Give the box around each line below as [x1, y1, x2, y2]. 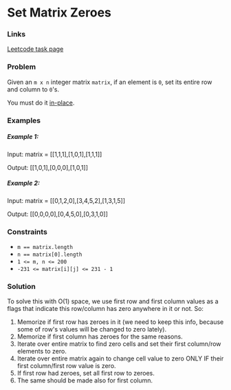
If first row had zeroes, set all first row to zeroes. [16, 369, 155, 378]
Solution [7, 281, 36, 291]
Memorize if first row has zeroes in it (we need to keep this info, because [16, 318, 224, 326]
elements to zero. [16, 347, 67, 356]
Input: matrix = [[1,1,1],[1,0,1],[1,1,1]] [7, 150, 102, 158]
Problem [7, 62, 36, 72]
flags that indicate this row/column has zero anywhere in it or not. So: [7, 305, 204, 313]
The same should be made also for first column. [16, 376, 153, 384]
